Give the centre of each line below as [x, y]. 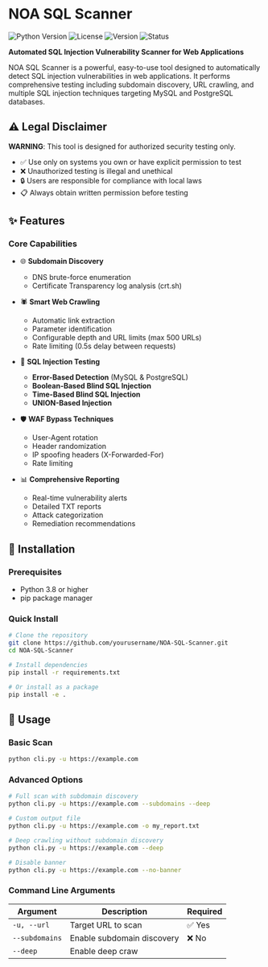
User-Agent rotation [65, 438]
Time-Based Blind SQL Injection [86, 394]
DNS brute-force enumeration [81, 278]
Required [205, 911]
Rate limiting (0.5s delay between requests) [104, 346]
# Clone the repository [48, 636]
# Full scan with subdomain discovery [73, 796]
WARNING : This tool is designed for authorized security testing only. [122, 146]
